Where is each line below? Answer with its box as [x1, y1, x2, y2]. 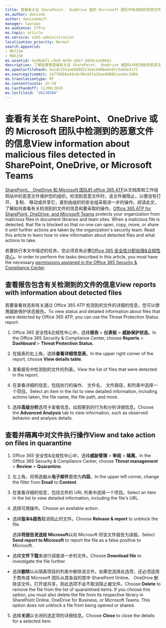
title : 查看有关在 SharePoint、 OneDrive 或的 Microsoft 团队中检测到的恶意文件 [5, 7, 162, 12]
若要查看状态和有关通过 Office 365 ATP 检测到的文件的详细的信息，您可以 [5, 302, 156, 308]
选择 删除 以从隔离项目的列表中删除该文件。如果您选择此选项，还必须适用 [12, 568, 160, 574]
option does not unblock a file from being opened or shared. [12, 602, 135, 608]
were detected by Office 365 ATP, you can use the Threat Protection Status [5, 314, 159, 320]
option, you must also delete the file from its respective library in [12, 591, 144, 598]
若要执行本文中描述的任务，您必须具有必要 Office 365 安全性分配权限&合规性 [5, 248, 161, 253]
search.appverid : [5, 44, 41, 49]
